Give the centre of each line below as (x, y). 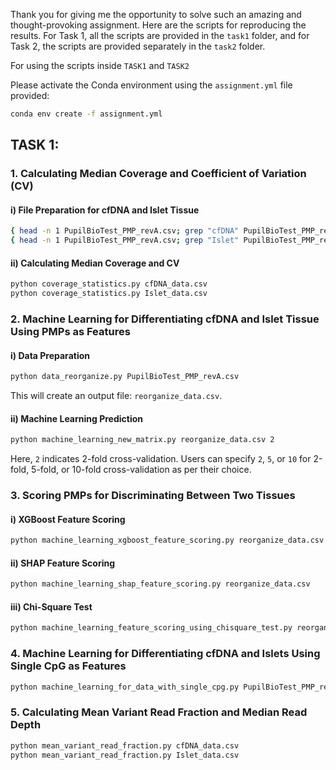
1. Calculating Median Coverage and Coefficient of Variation (158, 174)
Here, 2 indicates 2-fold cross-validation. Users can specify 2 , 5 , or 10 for (161, 459)
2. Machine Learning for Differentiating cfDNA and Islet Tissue (165, 319)
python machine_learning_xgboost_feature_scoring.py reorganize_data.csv (167, 540)
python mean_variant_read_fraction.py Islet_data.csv (125, 755)
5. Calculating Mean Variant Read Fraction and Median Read (159, 712)
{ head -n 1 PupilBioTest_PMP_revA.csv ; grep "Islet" (125, 240)
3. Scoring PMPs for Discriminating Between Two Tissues (153, 496)
